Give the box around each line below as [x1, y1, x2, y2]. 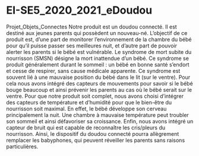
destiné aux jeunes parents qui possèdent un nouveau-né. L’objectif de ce [6, 29, 188, 36]
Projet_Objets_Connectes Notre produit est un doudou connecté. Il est [6, 23, 177, 30]
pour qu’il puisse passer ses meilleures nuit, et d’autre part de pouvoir [6, 42, 177, 49]
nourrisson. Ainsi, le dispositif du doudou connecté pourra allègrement [6, 130, 179, 137]
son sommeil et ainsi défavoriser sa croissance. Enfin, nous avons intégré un [6, 117, 194, 125]
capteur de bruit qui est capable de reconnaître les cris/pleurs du [6, 124, 165, 131]
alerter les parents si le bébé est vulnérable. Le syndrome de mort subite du [6, 48, 192, 55]
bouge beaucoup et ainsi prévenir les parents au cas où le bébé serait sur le [6, 86, 192, 93]
